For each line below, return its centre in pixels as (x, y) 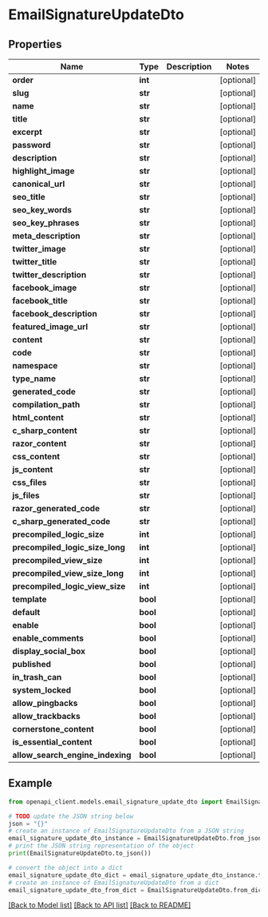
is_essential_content (52, 742)
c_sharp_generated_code (61, 521)
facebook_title (40, 301)
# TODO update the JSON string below (71, 816)
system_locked (42, 690)
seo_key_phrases (46, 223)
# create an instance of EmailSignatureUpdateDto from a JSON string (126, 831)
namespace (35, 365)
